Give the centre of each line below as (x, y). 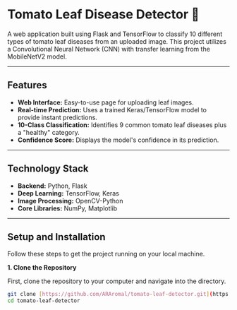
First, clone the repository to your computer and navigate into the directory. (117, 281)
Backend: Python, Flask (52, 186)
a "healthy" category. (48, 132)
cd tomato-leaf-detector (44, 301)
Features (27, 85)
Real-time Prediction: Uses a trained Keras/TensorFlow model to (112, 109)
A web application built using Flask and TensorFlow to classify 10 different (115, 34)
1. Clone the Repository (42, 268)
